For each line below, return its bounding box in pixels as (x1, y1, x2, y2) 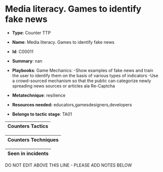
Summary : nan (12, 58, 43, 64)
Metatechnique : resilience (12, 92, 66, 98)
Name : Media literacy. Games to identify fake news (12, 39, 115, 45)
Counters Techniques (7, 136, 59, 143)
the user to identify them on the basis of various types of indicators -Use (12, 72, 159, 78)
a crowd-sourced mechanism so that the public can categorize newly (12, 78, 151, 84)
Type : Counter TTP (12, 30, 51, 35)
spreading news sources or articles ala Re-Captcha (12, 83, 115, 88)
